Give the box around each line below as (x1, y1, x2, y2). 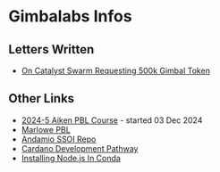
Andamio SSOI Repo (21, 134, 97, 144)
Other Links (8, 91, 75, 106)
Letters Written (8, 42, 95, 57)
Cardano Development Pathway (21, 143, 139, 153)
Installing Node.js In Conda (21, 152, 122, 163)
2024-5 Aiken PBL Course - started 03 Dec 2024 (21, 114, 203, 126)
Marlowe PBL (21, 124, 71, 135)
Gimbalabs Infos (8, 6, 132, 27)
